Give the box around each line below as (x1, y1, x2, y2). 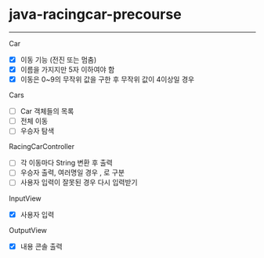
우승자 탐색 (20, 126, 55, 136)
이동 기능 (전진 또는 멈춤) (20, 55, 97, 64)
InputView (9, 194, 42, 203)
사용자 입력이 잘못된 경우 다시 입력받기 (20, 178, 138, 187)
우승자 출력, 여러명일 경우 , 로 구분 (20, 168, 125, 177)
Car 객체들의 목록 (20, 107, 74, 116)
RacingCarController (9, 142, 75, 151)
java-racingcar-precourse (9, 5, 183, 24)
